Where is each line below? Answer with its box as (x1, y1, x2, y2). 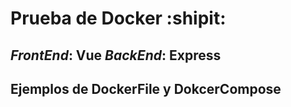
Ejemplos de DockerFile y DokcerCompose (10, 80, 282, 97)
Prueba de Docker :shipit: (10, 7, 227, 30)
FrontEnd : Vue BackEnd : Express (10, 47, 222, 64)
